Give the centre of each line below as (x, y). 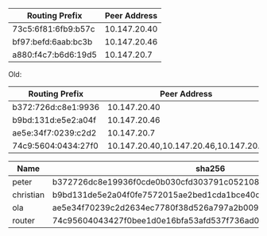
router (24, 221)
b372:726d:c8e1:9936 (56, 107)
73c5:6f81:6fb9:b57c (54, 29)
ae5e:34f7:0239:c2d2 (54, 133)
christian (29, 195)
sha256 (211, 168)
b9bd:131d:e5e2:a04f (54, 120)
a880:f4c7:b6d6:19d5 (55, 55)
